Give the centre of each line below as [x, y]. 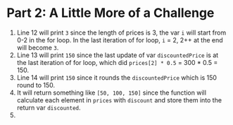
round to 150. [36, 85]
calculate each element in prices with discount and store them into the [119, 100]
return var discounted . [49, 107]
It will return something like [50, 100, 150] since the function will [112, 93]
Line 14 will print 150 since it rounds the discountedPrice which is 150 [117, 77]
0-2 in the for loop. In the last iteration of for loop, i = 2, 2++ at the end [120, 40]
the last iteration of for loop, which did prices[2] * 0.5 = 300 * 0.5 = [117, 62]
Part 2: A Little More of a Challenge [111, 13]
